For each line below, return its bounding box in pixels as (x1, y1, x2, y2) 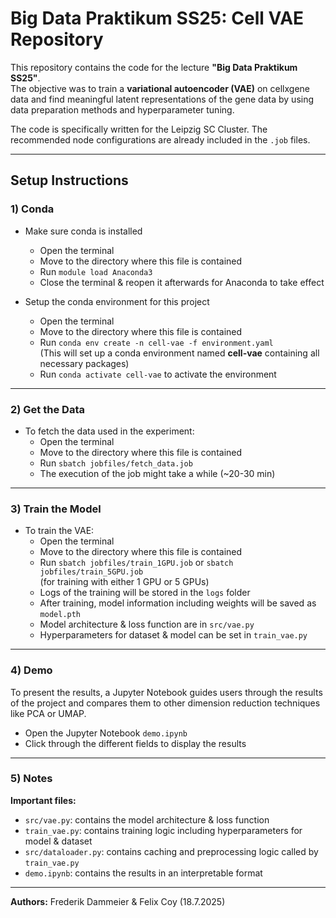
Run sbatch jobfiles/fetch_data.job (39, 457, 193, 469)
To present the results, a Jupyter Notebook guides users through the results (10, 686, 323, 698)
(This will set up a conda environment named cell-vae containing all (39, 347, 320, 359)
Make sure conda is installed (24, 225, 143, 237)
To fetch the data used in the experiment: (24, 425, 195, 437)
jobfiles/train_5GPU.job (39, 567, 144, 577)
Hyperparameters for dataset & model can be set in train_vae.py (39, 629, 308, 641)
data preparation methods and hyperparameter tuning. (10, 103, 235, 116)
